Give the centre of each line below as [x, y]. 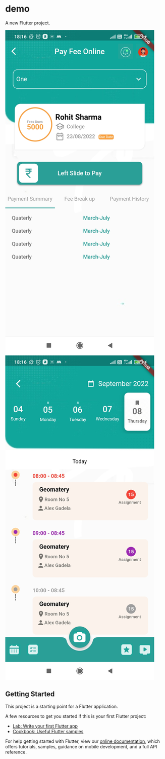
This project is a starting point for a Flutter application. [62, 706]
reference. [16, 752]
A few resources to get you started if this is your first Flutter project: [76, 716]
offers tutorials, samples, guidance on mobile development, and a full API [81, 746]
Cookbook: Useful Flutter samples [48, 731]
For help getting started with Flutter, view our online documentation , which [83, 741]
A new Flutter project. [28, 23]
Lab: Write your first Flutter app [45, 726]
